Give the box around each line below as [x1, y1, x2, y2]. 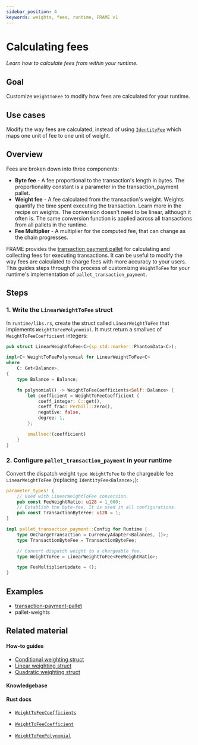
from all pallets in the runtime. [14, 221, 88, 228]
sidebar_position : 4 [6, 8, 58, 15]
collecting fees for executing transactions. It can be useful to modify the [6, 252, 183, 259]
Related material [6, 626, 68, 636]
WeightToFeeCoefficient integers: [6, 332, 88, 339]
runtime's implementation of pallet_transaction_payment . [6, 271, 147, 278]
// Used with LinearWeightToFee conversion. [17, 493, 129, 499]
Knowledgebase [6, 682, 48, 689]
